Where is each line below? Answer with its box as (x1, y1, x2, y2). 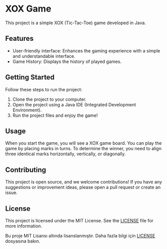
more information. (5, 223, 42, 229)
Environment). (12, 107, 42, 113)
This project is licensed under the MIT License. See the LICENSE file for (5, 218, 154, 223)
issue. (5, 190, 18, 196)
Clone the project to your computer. (12, 96, 87, 102)
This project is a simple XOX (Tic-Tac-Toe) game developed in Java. (5, 20, 146, 26)
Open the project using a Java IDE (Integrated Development (12, 101, 136, 107)
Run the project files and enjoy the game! (12, 112, 98, 118)
